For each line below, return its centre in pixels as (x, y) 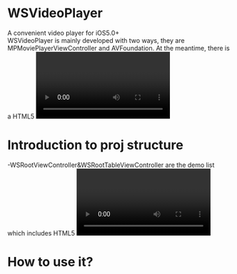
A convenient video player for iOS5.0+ (64, 33)
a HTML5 (21, 116)
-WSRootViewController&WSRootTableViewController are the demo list (111, 165)
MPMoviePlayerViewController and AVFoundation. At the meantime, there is (118, 48)
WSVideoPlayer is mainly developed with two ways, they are (96, 40)
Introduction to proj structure (95, 145)
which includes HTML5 (41, 233)
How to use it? (50, 262)
